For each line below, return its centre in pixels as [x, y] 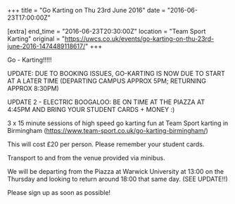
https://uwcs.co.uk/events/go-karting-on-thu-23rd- [139, 39]
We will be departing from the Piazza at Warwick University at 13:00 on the [115, 171]
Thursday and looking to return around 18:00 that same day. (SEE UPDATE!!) [118, 179]
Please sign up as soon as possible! [59, 192]
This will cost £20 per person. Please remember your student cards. [106, 144]
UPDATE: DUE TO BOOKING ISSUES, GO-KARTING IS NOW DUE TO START [116, 74]
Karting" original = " [36, 39]
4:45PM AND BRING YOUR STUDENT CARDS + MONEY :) [91, 109]
